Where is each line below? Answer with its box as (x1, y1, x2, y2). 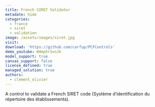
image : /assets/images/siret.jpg (5, 35, 75, 40)
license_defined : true (5, 63, 52, 68)
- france (9, 21, 28, 26)
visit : (5, 40, 19, 45)
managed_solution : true (5, 68, 55, 73)
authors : (5, 72, 23, 77)
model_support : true (5, 53, 48, 59)
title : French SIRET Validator (5, 7, 70, 12)
